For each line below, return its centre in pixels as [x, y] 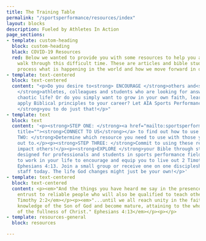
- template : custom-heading [42, 40]
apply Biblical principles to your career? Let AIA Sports [94, 103]
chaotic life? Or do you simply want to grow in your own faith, [103, 98]
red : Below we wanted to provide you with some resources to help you [104, 58]
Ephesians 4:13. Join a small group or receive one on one [94, 166]
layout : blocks [26, 23]
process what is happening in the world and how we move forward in [107, 69]
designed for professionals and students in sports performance [101, 155]
